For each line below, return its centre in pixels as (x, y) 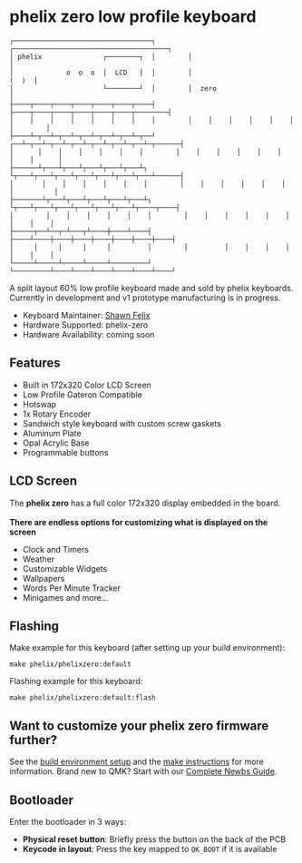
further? (34, 740)
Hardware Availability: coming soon (88, 334)
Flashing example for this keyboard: (76, 682)
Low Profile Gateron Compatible (82, 394)
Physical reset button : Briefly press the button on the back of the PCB (154, 839)
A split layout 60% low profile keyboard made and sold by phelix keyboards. (151, 288)
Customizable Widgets (65, 568)
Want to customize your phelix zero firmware (139, 726)
